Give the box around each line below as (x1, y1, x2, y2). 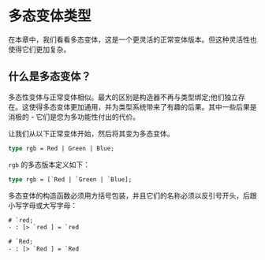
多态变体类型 (8, 7, 92, 25)
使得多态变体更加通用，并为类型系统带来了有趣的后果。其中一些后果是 (28, 102, 257, 111)
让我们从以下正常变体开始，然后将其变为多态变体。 (8, 128, 174, 138)
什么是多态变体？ (8, 70, 91, 84)
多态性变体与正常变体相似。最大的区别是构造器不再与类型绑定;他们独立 (8, 92, 239, 102)
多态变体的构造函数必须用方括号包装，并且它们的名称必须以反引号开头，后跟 (8, 191, 257, 200)
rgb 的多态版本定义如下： (8, 159, 91, 169)
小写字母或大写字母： (8, 200, 77, 210)
